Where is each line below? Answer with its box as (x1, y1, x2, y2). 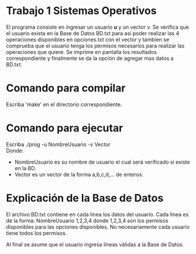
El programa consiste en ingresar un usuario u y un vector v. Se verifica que (6, 23, 189, 31)
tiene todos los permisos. (6, 229, 67, 236)
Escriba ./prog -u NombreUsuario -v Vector (6, 141, 111, 148)
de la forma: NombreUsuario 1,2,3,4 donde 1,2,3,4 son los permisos (6, 217, 169, 224)
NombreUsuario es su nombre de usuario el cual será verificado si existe (14, 158, 190, 165)
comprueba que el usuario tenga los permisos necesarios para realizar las (6, 42, 185, 49)
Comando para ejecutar (6, 121, 123, 135)
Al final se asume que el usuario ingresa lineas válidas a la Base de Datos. (6, 241, 184, 248)
